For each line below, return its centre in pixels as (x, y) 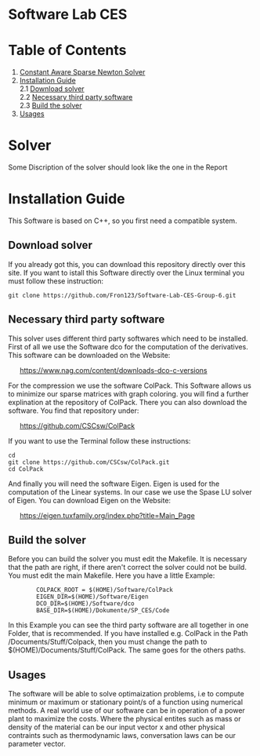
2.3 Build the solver (51, 106)
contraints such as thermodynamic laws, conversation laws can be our (122, 736)
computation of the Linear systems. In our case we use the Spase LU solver (130, 491)
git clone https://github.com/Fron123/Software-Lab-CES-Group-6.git (122, 295)
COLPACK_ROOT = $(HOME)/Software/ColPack (105, 590)
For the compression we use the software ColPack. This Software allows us (130, 385)
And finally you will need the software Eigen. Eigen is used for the (114, 484)
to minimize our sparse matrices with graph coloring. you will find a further (128, 393)
